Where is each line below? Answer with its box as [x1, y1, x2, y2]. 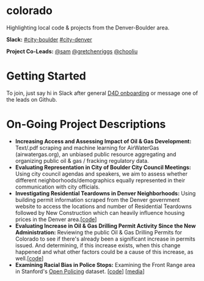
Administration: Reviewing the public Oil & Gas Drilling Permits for [15, 228, 183, 236]
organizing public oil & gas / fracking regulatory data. [15, 157, 149, 164]
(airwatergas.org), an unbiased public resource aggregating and [15, 151, 177, 158]
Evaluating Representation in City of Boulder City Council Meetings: [15, 163, 191, 171]
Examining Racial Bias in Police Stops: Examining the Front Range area [15, 261, 195, 268]
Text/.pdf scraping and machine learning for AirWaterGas [15, 144, 159, 151]
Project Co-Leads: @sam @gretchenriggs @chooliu [6, 47, 138, 55]
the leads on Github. [6, 96, 57, 103]
